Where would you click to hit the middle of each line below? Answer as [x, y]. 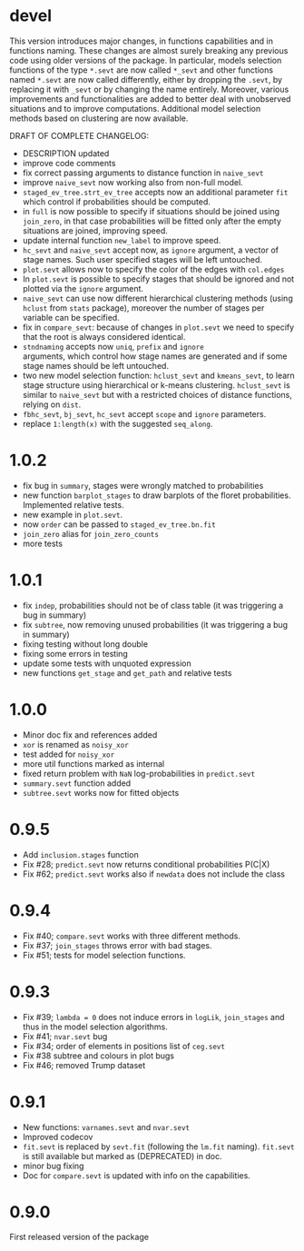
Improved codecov [58, 1137]
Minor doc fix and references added [90, 735]
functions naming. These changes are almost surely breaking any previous [149, 50]
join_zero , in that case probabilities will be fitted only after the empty [152, 221]
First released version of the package [79, 1237]
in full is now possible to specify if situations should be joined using [151, 211]
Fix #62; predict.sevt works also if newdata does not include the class [154, 874]
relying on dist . [52, 404]
